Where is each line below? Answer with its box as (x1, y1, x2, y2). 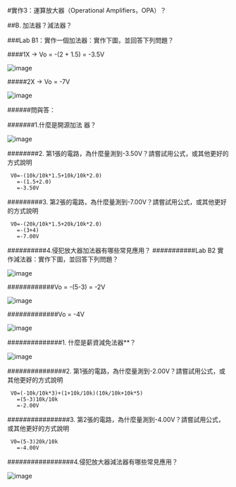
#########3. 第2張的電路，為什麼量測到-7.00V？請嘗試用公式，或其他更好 (7, 198, 227, 206)
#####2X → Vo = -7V (7, 78, 70, 86)
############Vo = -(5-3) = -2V (7, 283, 106, 291)
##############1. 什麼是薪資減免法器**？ (7, 338, 136, 347)
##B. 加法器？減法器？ (7, 21, 73, 30)
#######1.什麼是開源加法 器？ (7, 121, 97, 129)
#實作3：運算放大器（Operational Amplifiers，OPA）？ (7, 6, 167, 14)
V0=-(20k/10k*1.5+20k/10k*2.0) (10, 221, 102, 228)
